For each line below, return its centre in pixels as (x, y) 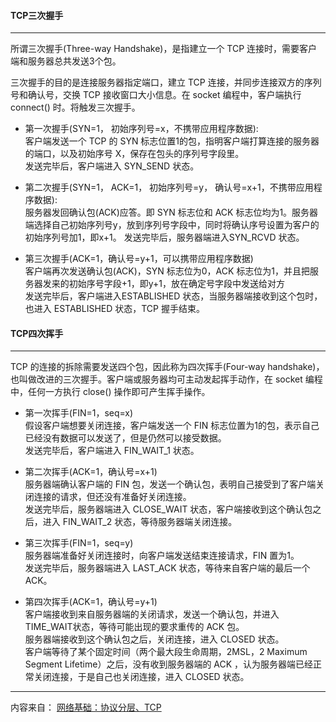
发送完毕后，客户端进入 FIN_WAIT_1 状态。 (112, 451)
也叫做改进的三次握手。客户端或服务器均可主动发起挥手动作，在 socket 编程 (166, 379)
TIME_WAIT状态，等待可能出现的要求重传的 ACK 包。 (134, 627)
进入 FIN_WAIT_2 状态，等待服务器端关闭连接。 (140, 522)
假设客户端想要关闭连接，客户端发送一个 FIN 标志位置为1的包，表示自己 (172, 426)
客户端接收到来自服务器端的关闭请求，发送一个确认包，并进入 (152, 614)
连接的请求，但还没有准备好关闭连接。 (112, 497)
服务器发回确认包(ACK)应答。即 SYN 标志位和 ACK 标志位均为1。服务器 (171, 212)
